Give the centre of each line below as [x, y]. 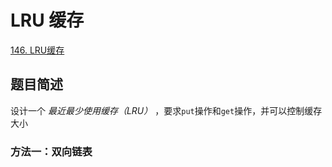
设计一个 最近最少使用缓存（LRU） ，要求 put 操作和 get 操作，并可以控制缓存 [166, 110]
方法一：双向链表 [51, 151]
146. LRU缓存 [37, 50]
